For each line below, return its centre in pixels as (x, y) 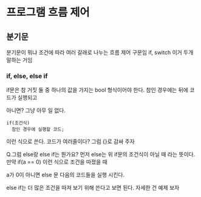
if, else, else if (27, 76)
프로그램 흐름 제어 (48, 12)
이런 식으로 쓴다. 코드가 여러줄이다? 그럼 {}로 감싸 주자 (70, 142)
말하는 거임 (19, 60)
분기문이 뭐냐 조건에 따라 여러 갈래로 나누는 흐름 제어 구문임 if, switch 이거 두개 (100, 52)
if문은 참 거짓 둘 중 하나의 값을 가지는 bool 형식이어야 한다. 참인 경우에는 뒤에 (97, 90)
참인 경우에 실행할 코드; (38, 130)
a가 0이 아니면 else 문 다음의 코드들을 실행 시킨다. (66, 175)
